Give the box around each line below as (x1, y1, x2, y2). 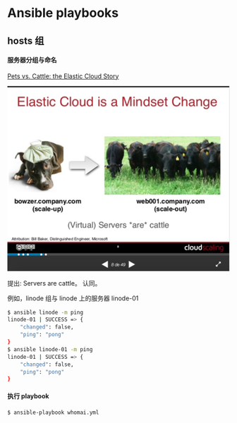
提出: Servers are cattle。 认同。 (7, 278, 102, 287)
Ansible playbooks (7, 5, 119, 21)
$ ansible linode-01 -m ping (7, 345, 93, 353)
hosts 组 (7, 35, 44, 47)
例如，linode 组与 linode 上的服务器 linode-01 (7, 294, 139, 302)
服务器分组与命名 (7, 56, 57, 64)
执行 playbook (7, 391, 49, 400)
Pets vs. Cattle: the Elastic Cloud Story (7, 72, 119, 80)
